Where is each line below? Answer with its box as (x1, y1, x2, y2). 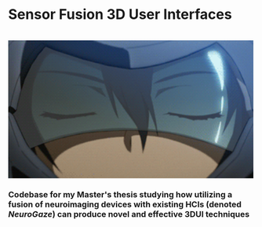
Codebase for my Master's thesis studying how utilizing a (8, 189, 233, 200)
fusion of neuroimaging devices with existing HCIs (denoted (8, 199, 242, 210)
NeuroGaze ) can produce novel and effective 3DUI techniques (8, 209, 249, 220)
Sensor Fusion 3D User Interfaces (8, 5, 233, 24)
